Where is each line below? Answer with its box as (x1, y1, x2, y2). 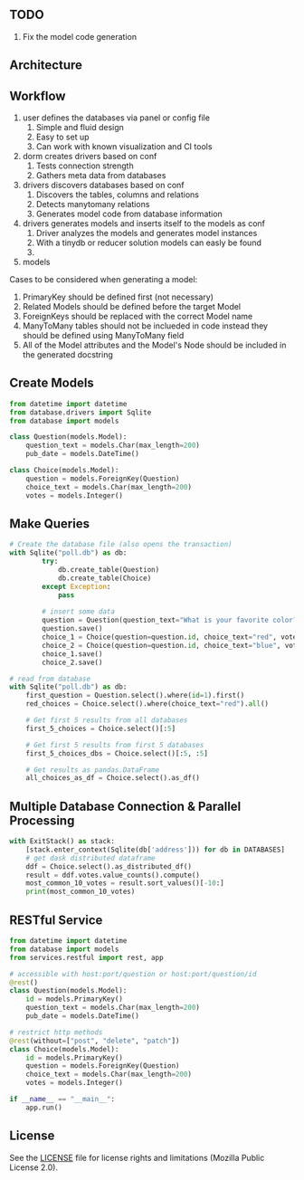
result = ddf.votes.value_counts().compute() (25, 871, 201, 880)
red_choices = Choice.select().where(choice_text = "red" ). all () (25, 699, 270, 709)
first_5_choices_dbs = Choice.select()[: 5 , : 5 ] (25, 748, 208, 758)
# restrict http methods (9, 1027, 103, 1037)
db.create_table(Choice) (57, 574, 152, 583)
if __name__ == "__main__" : (9, 1095, 116, 1104)
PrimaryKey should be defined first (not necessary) (22, 291, 214, 302)
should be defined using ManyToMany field (22, 330, 185, 341)
